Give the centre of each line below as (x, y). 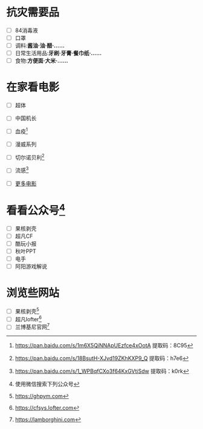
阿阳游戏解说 (31, 266)
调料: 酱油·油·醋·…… (40, 45)
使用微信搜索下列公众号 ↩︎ (47, 384)
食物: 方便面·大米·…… (41, 61)
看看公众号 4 (36, 209)
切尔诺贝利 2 (30, 157)
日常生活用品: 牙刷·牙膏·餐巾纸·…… (58, 53)
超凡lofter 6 (28, 318)
